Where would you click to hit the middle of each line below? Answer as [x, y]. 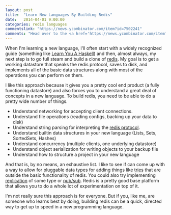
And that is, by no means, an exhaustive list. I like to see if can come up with [85, 164]
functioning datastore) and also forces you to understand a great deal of [81, 90]
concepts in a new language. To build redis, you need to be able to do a [80, 96]
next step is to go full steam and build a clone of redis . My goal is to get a [82, 59]
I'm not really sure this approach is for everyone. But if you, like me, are [80, 196]
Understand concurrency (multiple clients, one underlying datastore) [84, 144]
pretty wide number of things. [36, 101]
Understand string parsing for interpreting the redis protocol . [76, 127]
